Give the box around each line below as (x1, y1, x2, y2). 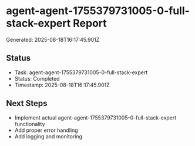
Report (73, 16, 107, 30)
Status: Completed (14, 75, 60, 82)
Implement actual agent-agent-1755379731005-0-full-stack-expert (14, 114, 177, 121)
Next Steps (6, 98, 48, 108)
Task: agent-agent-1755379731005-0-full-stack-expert (14, 69, 148, 76)
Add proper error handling (14, 127, 78, 134)
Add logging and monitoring (14, 132, 83, 140)
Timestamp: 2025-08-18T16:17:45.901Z (14, 81, 110, 88)
